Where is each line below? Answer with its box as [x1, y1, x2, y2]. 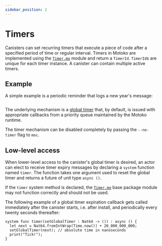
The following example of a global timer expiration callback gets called [5, 199, 148, 205]
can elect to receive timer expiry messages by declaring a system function [5, 164, 155, 170]
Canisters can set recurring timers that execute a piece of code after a [5, 45, 147, 51]
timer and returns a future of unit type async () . [5, 175, 102, 181]
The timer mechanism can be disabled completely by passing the [5, 126, 137, 133]
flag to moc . [17, 132, 39, 138]
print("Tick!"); [9, 232, 43, 237]
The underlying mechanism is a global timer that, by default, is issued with [5, 107, 156, 113]
